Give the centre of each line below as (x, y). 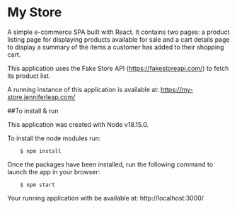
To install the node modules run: (54, 138)
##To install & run (33, 111)
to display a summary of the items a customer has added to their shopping (116, 47)
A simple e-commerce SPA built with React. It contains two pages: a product (118, 32)
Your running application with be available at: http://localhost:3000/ (105, 198)
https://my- (177, 89)
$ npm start (37, 185)
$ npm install (41, 151)
